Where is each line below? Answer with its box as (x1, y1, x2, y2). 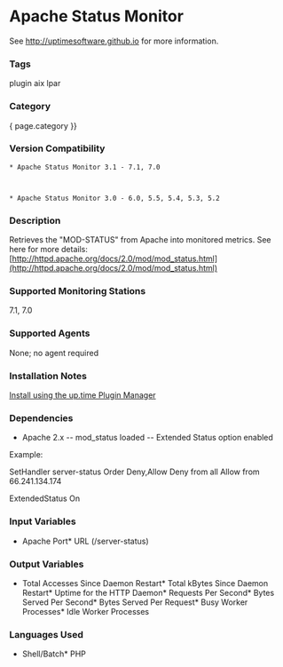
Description (9, 214, 61, 226)
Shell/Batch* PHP (21, 648, 87, 659)
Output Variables (9, 558, 84, 570)
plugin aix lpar (9, 78, 61, 89)
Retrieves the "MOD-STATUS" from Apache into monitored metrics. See (9, 234, 272, 245)
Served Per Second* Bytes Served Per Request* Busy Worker (21, 597, 248, 607)
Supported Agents (9, 327, 90, 339)
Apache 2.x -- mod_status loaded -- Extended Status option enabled (21, 433, 273, 443)
